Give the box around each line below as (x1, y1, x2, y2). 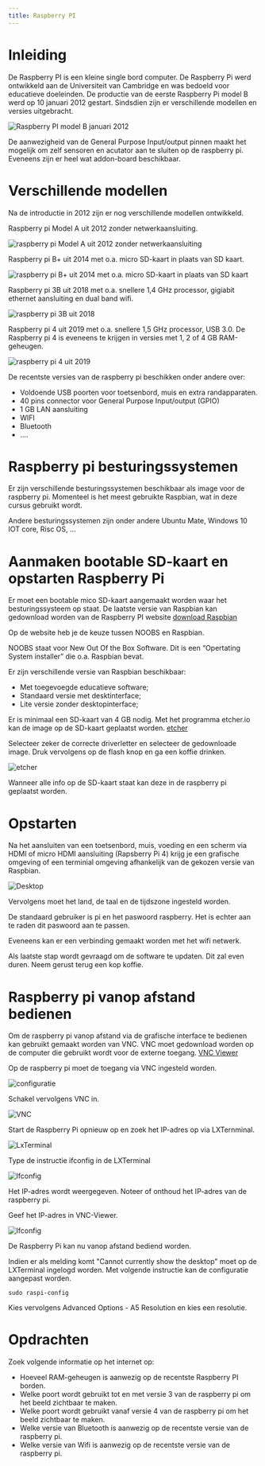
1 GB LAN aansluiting (19, 404, 89, 414)
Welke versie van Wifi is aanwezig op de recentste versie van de (19, 1441, 230, 1450)
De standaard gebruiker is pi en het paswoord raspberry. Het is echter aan (8, 912, 252, 922)
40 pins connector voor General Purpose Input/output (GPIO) (19, 395, 220, 406)
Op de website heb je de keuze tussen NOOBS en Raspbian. (8, 628, 205, 637)
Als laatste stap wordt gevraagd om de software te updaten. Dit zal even (8, 951, 244, 961)
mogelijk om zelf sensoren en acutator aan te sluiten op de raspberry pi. (8, 145, 244, 155)
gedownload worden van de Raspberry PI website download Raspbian (8, 612, 238, 622)
